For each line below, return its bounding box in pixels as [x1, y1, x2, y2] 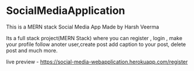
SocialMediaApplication [6, 4, 125, 17]
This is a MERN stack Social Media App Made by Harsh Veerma [6, 23, 159, 30]
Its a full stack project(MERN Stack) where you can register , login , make [6, 34, 183, 41]
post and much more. [6, 47, 58, 54]
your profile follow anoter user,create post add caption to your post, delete [6, 41, 186, 48]
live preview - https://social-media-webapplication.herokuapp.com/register [6, 58, 188, 65]
